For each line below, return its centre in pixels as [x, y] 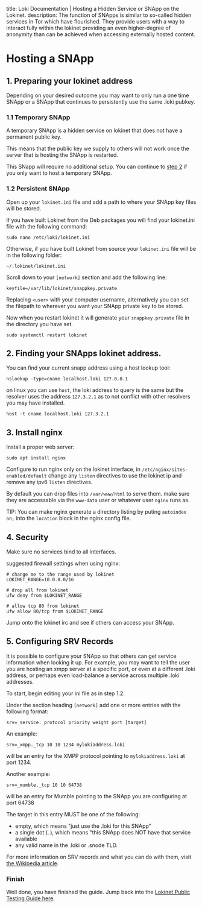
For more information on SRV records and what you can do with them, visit [99, 857]
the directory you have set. [40, 324]
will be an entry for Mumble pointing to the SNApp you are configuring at [96, 796]
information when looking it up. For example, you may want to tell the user [98, 662]
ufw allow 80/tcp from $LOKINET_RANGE [55, 611]
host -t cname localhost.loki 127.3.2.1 [58, 414]
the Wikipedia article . [33, 863]
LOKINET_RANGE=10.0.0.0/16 [40, 580]
